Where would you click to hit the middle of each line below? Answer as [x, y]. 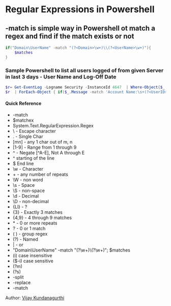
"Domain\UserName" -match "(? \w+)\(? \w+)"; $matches [72, 250]
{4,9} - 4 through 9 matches [42, 217]
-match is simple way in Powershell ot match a [80, 28]
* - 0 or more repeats [35, 223]
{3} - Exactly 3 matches [37, 212]
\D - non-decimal [31, 201]
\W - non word [28, 180]
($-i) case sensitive [33, 261]
